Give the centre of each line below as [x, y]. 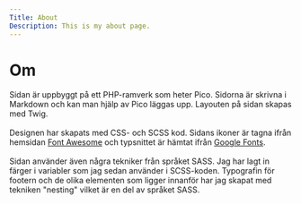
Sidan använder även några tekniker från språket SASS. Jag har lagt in [139, 161]
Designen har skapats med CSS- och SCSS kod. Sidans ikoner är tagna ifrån [150, 133]
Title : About [34, 17]
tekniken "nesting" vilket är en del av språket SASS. [105, 190]
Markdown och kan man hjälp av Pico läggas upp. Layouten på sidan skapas [150, 105]
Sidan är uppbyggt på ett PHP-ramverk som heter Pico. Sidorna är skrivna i [148, 95]
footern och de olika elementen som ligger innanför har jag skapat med [141, 181]
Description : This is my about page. [80, 26]
